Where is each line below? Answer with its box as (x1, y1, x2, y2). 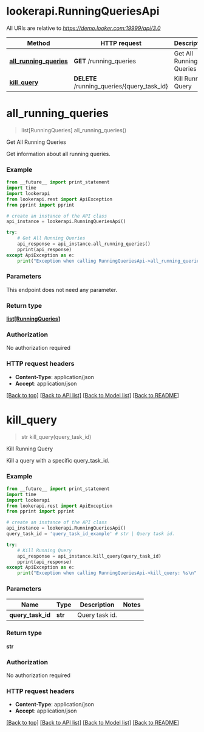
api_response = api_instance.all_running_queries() (17, 241, 151, 247)
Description (80, 600, 115, 609)
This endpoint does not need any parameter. (6, 286, 117, 293)
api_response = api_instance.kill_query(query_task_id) (17, 553, 162, 559)
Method (27, 38, 50, 47)
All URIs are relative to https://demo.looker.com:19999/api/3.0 (6, 24, 161, 32)
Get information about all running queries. (6, 150, 111, 157)
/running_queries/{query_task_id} (73, 82, 169, 90)
